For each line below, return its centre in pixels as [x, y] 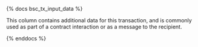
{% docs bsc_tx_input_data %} [45, 9]
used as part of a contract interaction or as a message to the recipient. [94, 27]
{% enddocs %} [26, 38]
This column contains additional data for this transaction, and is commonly [99, 20]
